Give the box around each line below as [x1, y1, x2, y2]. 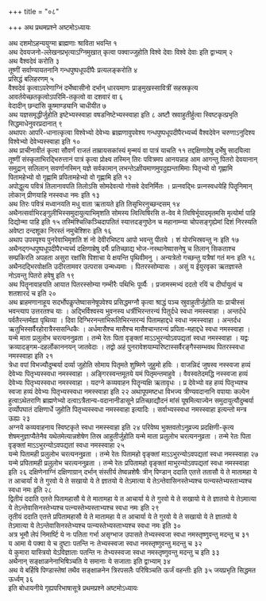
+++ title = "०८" [8, 7, 60, 16]
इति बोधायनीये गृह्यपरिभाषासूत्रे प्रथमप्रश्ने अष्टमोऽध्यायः [8, 584, 138, 592]
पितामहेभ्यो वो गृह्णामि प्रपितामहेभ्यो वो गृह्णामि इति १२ [8, 172, 133, 182]
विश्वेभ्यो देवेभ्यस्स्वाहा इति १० [8, 137, 81, 146]
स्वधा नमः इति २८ [8, 485, 53, 495]
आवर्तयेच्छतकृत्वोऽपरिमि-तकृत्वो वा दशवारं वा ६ [8, 92, 124, 102]
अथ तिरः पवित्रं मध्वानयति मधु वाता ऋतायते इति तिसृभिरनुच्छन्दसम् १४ [8, 199, 180, 209]
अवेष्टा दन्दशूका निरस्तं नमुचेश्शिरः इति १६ [8, 226, 113, 235]
